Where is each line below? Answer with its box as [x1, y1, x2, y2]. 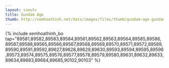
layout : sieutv [5, 7, 37, 13]
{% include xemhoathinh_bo [5, 31, 64, 37]
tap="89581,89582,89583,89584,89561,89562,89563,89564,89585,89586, [5, 36, 161, 42]
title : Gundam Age [5, 12, 44, 17]
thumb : [5, 17, 19, 22]
